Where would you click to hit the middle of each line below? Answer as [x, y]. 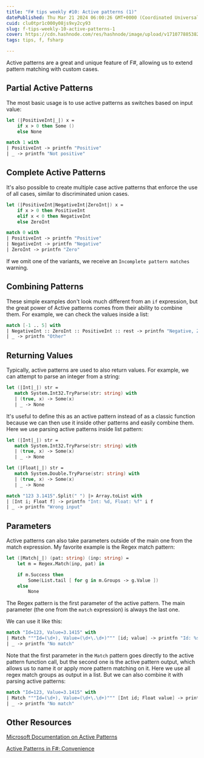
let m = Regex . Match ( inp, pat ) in [61, 564]
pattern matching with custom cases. [53, 69]
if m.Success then [40, 575]
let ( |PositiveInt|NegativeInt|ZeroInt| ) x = [65, 205]
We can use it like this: [34, 622]
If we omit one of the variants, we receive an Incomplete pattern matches [98, 261]
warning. [17, 267]
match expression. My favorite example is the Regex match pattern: [90, 547]
